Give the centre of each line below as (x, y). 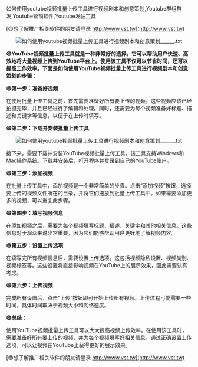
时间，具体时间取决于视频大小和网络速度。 (58, 305)
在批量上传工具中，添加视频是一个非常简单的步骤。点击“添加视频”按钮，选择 (99, 186)
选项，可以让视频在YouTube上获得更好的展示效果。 (68, 345)
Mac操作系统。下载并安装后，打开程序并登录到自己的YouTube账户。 (89, 160)
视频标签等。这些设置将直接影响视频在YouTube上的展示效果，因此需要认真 (97, 265)
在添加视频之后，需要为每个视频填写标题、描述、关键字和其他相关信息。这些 (99, 225)
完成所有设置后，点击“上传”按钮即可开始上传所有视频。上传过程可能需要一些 (99, 298)
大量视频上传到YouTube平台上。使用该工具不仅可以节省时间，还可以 (105, 61)
